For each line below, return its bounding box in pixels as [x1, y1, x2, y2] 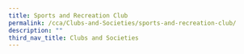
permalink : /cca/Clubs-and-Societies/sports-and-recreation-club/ [8, 19, 237, 27]
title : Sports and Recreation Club [8, 11, 128, 20]
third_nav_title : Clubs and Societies [8, 33, 139, 42]
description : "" [8, 26, 63, 34]
